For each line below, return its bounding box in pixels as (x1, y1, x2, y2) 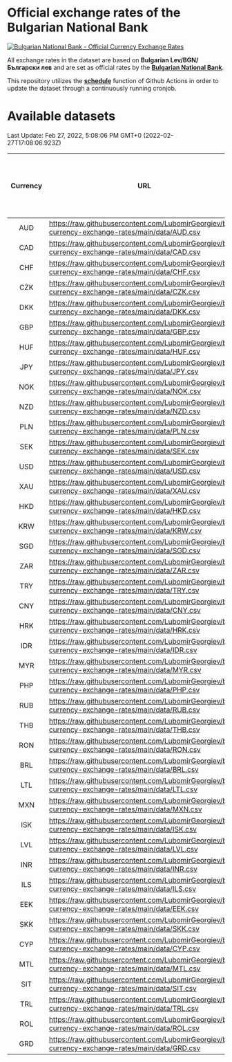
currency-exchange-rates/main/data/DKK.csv (48, 307, 200, 316)
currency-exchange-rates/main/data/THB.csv (48, 725, 200, 735)
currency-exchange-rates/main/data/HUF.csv (48, 346, 200, 356)
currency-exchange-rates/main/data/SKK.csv (48, 924, 200, 933)
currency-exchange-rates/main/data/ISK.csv (48, 824, 197, 834)
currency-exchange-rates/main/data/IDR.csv (48, 645, 197, 655)
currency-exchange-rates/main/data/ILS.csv (48, 884, 197, 894)
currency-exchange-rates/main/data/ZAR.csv (48, 566, 200, 575)
